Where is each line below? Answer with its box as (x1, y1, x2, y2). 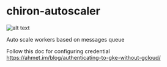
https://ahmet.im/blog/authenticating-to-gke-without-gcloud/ (6, 54, 161, 61)
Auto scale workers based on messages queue (6, 36, 125, 43)
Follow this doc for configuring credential (6, 47, 110, 55)
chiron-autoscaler (6, 4, 101, 18)
